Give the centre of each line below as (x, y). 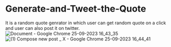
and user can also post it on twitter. (43, 28)
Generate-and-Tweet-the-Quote (76, 9)
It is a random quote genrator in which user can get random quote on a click (86, 23)
